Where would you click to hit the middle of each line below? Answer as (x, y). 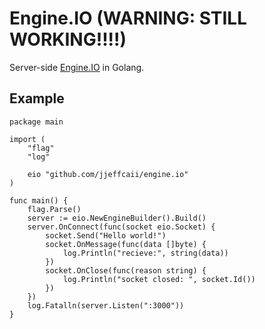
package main (36, 122)
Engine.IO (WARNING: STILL (128, 18)
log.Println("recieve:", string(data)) (145, 253)
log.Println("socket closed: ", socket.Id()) (159, 279)
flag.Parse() (54, 209)
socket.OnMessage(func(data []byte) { (126, 244)
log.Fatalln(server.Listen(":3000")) (106, 305)
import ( (27, 139)
